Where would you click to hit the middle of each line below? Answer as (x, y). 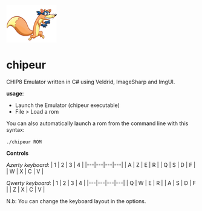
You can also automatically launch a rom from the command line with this (97, 123)
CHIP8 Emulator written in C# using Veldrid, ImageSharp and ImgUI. (91, 82)
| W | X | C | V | (25, 171)
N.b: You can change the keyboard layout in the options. (76, 201)
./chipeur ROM (24, 142)
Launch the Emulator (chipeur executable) (67, 105)
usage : (15, 93)
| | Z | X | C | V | (26, 189)
